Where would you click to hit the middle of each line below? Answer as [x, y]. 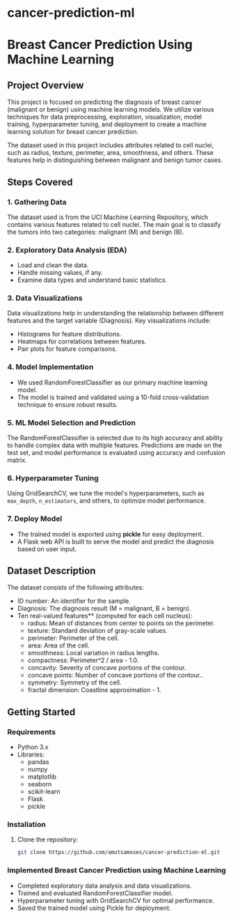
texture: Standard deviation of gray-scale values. [98, 631]
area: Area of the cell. [58, 645]
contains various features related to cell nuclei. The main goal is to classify [114, 224]
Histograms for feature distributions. [69, 334]
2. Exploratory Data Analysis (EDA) [67, 250]
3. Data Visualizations [45, 298]
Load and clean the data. [53, 265]
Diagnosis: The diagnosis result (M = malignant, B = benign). [104, 608]
